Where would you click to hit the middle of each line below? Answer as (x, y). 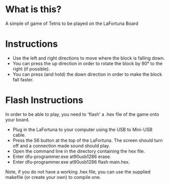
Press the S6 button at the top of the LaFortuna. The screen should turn (88, 140)
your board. (18, 119)
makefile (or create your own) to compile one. (53, 177)
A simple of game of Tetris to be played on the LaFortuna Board (72, 23)
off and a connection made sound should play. (61, 145)
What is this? (34, 9)
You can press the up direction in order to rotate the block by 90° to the (88, 63)
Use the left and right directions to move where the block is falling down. (89, 58)
